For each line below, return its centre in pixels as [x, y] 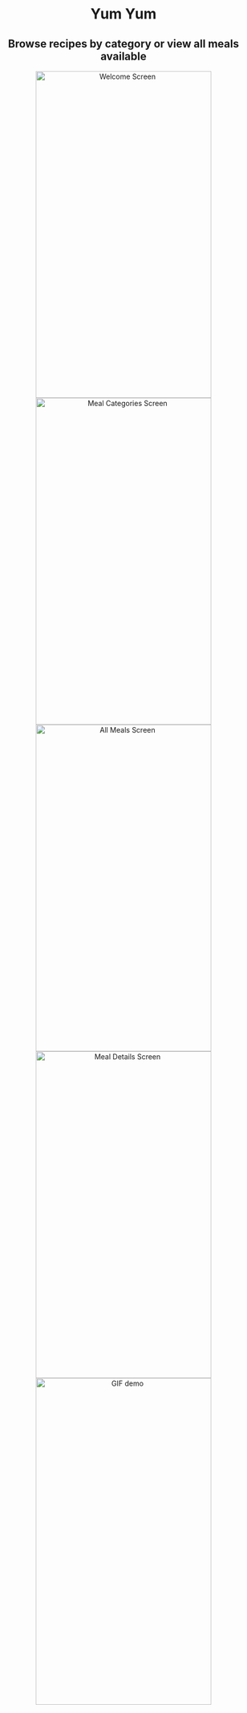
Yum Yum [123, 14]
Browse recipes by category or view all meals [123, 44]
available [123, 56]
